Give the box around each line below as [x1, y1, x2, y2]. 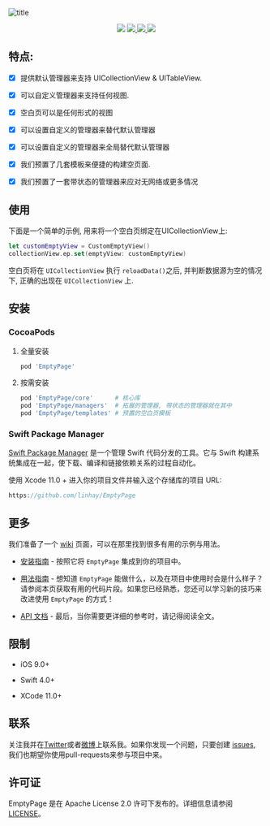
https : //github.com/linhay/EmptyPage [8, 491, 136, 499]
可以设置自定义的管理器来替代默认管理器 [19, 125, 156, 134]
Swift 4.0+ [19, 675, 55, 685]
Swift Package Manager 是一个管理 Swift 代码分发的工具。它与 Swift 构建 [8, 448, 253, 458]
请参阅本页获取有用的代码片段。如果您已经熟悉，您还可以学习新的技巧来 [19, 583, 262, 593]
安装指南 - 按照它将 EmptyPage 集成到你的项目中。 [19, 556, 186, 566]
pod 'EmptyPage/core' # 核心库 [19, 394, 140, 402]
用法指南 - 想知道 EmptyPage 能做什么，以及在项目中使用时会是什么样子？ [19, 573, 264, 583]
